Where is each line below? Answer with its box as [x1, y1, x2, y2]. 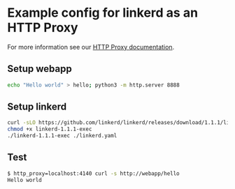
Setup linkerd [7, 101, 67, 113]
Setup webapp [7, 63, 72, 75]
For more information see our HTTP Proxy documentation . [7, 43, 175, 51]
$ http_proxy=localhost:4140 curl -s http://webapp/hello [7, 169, 180, 177]
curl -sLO [7, 119, 36, 126]
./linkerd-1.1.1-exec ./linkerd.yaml [7, 133, 117, 139]
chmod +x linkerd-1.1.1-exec [7, 126, 92, 133]
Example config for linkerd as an [7, 5, 198, 21]
